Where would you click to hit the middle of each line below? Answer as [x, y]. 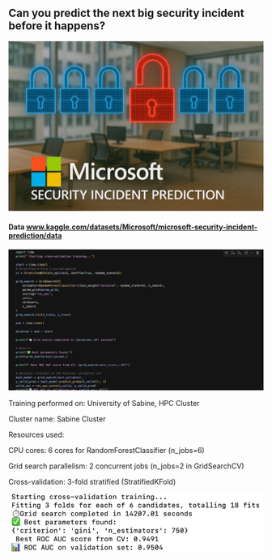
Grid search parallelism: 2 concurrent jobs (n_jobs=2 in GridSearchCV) [126, 466]
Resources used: [36, 435]
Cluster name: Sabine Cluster [57, 419]
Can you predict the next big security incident [126, 13]
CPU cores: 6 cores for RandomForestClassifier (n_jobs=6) [106, 451]
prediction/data [35, 236]
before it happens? [57, 26]
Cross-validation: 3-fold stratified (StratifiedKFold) [92, 482]
